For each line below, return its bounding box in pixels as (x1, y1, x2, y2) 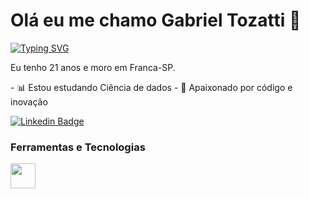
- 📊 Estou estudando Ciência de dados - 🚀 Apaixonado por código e (10, 81, 293, 93)
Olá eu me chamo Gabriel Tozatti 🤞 (10, 9, 302, 32)
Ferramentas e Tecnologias (10, 140, 146, 154)
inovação (10, 95, 48, 108)
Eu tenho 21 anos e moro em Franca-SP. (10, 61, 176, 73)
